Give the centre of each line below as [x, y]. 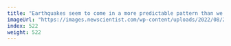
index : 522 [23, 26]
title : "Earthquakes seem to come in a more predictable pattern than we [115, 13]
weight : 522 [24, 32]
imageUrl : [21, 20]
